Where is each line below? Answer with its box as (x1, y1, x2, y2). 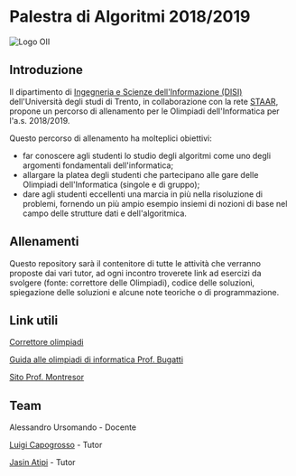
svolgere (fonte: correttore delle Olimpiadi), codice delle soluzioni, (9, 277, 255, 288)
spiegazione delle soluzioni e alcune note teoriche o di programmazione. (9, 286, 280, 297)
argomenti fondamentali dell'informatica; (22, 160, 174, 171)
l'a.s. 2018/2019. (9, 115, 70, 126)
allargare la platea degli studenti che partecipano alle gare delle (22, 169, 259, 180)
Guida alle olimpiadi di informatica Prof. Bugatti (9, 354, 183, 365)
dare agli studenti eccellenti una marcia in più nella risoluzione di (22, 188, 264, 200)
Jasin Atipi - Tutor (9, 457, 76, 468)
